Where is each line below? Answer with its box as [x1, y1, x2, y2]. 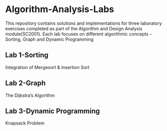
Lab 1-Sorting [5, 51, 49, 59]
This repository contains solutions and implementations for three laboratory [5, 20, 162, 26]
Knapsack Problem [5, 120, 44, 126]
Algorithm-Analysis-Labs [5, 4, 115, 15]
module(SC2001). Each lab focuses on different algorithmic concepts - [5, 31, 152, 37]
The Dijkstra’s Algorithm [5, 92, 55, 98]
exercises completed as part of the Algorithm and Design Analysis [5, 25, 143, 31]
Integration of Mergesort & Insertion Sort [5, 64, 90, 70]
